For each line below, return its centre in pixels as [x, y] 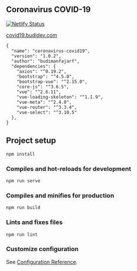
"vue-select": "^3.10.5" [47, 112]
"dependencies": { [34, 66]
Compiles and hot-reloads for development [69, 169]
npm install [20, 154]
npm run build [23, 208]
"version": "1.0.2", [36, 56]
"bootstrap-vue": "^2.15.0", [52, 81]
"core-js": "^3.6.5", [43, 87]
